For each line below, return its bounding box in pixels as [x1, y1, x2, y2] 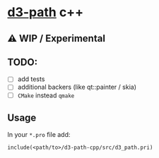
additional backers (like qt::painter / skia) [17, 83, 136, 92]
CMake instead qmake [17, 91, 75, 99]
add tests [17, 75, 45, 83]
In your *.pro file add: [7, 130, 71, 139]
